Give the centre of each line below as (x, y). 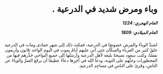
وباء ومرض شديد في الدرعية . (105, 9)
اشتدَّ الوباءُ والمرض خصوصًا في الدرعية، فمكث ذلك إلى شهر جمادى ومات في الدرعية (81, 45)
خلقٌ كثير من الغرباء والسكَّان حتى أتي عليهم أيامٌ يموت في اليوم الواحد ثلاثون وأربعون (81, 50)
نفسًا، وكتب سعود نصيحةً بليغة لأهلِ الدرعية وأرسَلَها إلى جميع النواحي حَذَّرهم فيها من (82, 55)
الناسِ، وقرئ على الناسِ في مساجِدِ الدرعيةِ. (118, 66)
